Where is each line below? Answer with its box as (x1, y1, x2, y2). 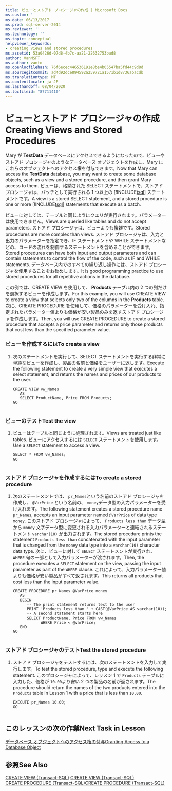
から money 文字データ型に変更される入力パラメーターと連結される (12, 524, 153, 531)
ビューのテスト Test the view (5, 417, 77, 425)
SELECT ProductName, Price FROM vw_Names (26, 616, 117, 621)
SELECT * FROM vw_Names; (12, 452, 66, 458)
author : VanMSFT (5, 55, 40, 61)
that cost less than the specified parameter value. (5, 327, 110, 333)
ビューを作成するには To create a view (5, 341, 100, 348)
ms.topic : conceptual (5, 37, 52, 42)
